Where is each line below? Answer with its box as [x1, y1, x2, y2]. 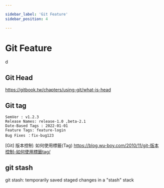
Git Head [5, 73, 33, 82]
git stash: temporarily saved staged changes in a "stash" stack [5, 176, 134, 183]
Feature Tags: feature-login [5, 128, 66, 133]
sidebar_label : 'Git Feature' [5, 12, 68, 17]
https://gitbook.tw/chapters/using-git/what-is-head [5, 87, 111, 93]
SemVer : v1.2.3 [5, 115, 39, 120]
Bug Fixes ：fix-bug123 [5, 133, 54, 138]
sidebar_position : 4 [5, 16, 48, 22]
